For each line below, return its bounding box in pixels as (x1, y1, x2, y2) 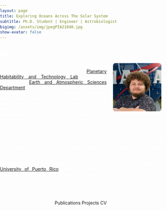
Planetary (86, 68, 107, 74)
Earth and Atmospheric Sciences (29, 79, 107, 85)
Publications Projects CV (54, 200, 107, 206)
